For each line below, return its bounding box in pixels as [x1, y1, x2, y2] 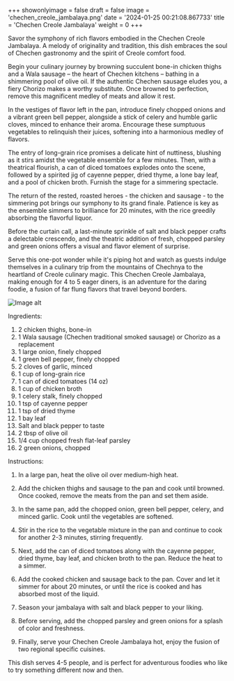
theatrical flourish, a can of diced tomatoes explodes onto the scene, [8, 163, 206, 171]
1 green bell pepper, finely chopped [17, 355, 120, 363]
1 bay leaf [17, 414, 46, 422]
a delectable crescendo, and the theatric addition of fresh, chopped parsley [8, 234, 225, 243]
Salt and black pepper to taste [17, 422, 105, 430]
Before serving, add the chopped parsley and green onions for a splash [17, 617, 224, 625]
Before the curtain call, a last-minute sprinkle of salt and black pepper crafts [8, 227, 227, 235]
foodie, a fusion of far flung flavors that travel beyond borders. [8, 285, 187, 293]
